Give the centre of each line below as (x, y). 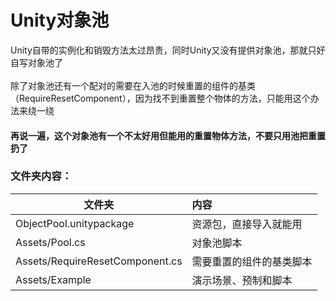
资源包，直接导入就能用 (247, 224)
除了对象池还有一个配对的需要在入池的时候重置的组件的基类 (133, 85)
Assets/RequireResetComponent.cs (99, 261)
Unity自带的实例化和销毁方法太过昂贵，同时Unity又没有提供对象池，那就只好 (168, 50)
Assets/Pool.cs (50, 242)
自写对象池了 (36, 62)
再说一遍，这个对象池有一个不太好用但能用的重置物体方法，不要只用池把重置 (168, 135)
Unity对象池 (60, 20)
